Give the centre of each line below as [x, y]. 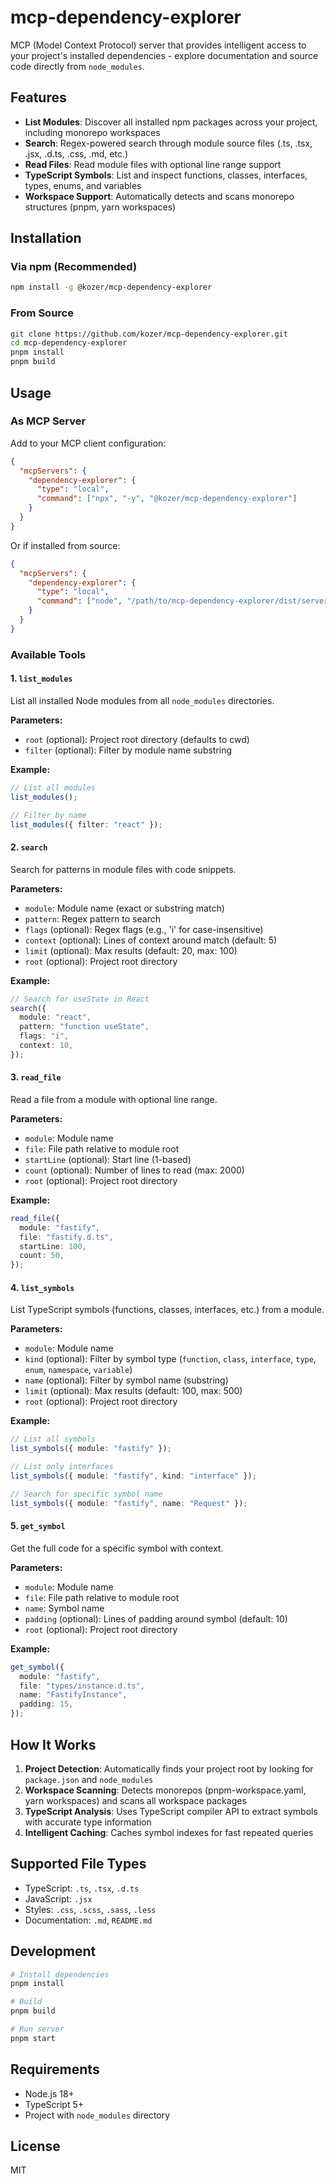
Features [38, 97]
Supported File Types [78, 1864]
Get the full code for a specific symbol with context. [117, 1548]
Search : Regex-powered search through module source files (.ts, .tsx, [168, 143]
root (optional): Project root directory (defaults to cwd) [137, 739]
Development [53, 1951]
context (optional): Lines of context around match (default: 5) [151, 940]
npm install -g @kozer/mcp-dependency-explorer [111, 287]
